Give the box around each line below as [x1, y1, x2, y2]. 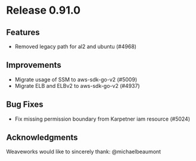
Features [6, 27, 40, 37]
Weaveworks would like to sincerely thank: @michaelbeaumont [6, 148, 161, 155]
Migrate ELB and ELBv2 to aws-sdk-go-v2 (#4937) [14, 82, 140, 89]
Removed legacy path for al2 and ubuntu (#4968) [14, 43, 137, 50]
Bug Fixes [6, 99, 43, 110]
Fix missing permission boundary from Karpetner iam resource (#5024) [14, 115, 191, 122]
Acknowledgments [6, 132, 79, 143]
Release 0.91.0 [6, 4, 81, 17]
